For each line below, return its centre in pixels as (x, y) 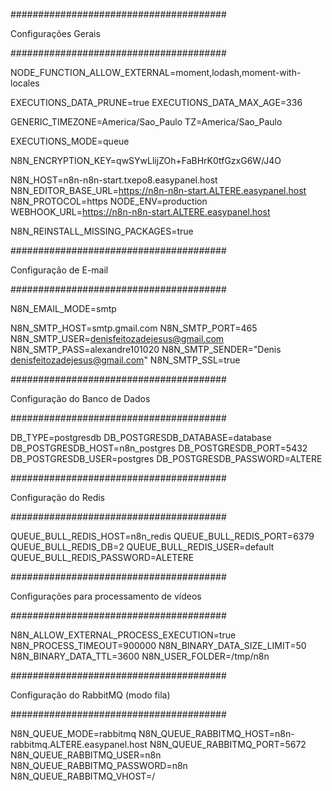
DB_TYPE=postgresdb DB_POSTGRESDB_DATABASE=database (141, 437)
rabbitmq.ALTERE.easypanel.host (79, 744)
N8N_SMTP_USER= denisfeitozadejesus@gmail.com (117, 338)
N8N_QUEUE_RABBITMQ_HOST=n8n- (216, 733)
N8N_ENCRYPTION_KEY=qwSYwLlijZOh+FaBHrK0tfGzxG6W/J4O (146, 160)
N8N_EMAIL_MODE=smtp (63, 308)
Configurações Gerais (55, 33)
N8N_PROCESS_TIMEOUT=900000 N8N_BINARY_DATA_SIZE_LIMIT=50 (158, 645)
